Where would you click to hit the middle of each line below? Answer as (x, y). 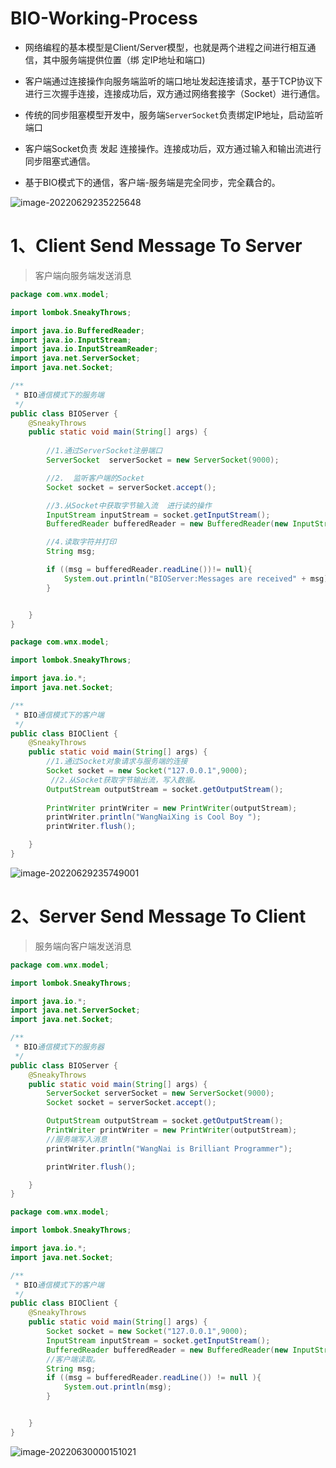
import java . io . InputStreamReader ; (84, 349)
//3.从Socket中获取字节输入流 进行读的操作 (129, 505)
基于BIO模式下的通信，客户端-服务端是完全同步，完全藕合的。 (152, 182)
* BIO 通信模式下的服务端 (59, 395)
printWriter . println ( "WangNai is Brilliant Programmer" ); (169, 1148)
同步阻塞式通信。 (60, 161)
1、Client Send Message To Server (156, 246)
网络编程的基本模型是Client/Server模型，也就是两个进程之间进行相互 (166, 47)
